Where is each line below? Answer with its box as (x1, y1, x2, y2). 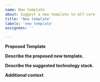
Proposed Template (5, 43, 46, 49)
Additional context (5, 72, 44, 78)
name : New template (5, 7, 45, 12)
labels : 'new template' (5, 21, 54, 26)
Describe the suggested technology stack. (5, 63, 94, 69)
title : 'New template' (5, 16, 51, 21)
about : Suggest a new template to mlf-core (5, 12, 96, 17)
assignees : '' (5, 26, 34, 31)
